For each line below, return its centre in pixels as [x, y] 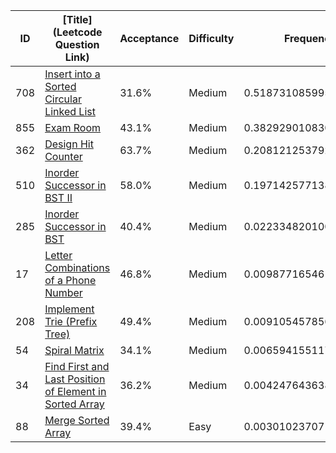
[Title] [77, 19]
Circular [63, 99]
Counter [63, 156]
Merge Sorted [77, 420]
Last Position [75, 379]
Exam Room [73, 127]
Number [63, 292]
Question [77, 44]
